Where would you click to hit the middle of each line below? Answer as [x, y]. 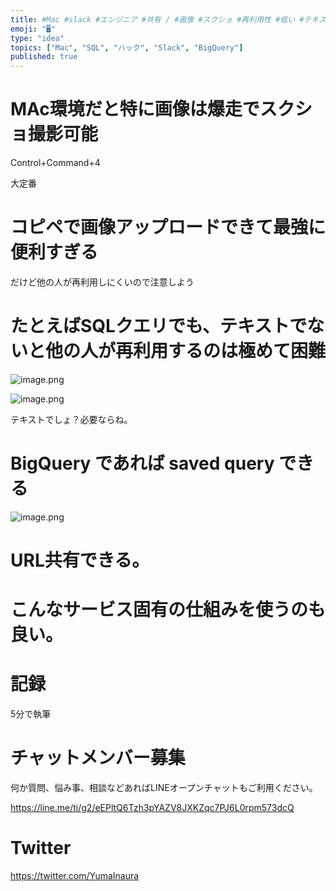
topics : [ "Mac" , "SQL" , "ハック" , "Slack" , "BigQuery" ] [127, 47]
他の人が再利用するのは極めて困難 [186, 351]
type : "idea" [37, 38]
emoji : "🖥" [33, 29]
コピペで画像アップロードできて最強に [168, 227]
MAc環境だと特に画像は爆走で [135, 109]
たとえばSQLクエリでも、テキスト [150, 326]
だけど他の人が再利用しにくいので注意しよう [102, 282]
